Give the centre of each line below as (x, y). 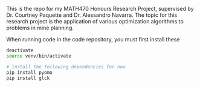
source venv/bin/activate (39, 56)
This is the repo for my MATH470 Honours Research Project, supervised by (100, 9)
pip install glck (28, 78)
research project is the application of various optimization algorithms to (95, 21)
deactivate (20, 50)
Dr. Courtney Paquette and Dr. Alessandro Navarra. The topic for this (92, 15)
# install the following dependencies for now (66, 67)
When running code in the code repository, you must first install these (93, 39)
